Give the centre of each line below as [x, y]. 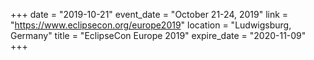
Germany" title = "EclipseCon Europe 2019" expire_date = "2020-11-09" [158, 35]
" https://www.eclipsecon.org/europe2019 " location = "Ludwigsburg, [151, 25]
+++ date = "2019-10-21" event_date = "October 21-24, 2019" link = [149, 14]
